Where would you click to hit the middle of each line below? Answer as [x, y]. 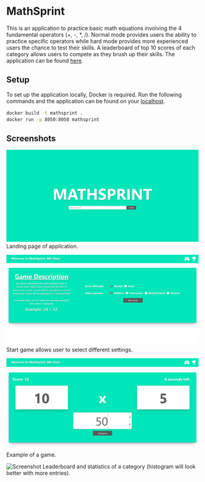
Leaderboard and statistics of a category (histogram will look [119, 467]
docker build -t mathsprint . [45, 113]
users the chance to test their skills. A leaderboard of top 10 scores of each [101, 48]
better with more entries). [38, 473]
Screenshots [31, 138]
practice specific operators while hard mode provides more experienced [97, 41]
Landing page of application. [42, 246]
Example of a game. [31, 455]
